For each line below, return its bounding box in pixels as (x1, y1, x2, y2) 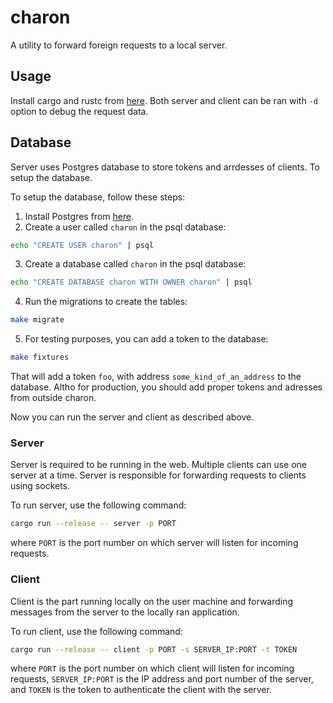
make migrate (10, 315, 65, 325)
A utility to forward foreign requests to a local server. (10, 39, 228, 51)
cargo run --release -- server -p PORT (10, 519, 177, 529)
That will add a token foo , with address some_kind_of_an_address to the (10, 371, 302, 383)
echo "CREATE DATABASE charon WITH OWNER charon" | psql (10, 277, 253, 288)
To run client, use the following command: (10, 625, 183, 637)
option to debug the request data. (10, 105, 149, 117)
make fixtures (10, 352, 70, 363)
